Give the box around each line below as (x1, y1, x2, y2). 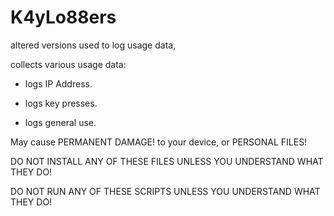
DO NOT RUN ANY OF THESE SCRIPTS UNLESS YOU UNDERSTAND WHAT (10, 185, 321, 197)
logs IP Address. (24, 77, 93, 90)
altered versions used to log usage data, (10, 39, 177, 51)
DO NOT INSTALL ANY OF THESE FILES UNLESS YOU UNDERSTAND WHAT (10, 155, 324, 167)
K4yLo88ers (10, 6, 117, 29)
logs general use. (24, 116, 97, 128)
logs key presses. (24, 97, 98, 109)
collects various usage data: (10, 58, 127, 70)
